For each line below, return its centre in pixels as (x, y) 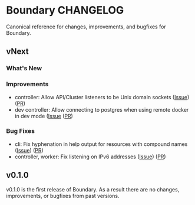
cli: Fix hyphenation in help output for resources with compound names (101, 144)
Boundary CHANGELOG (65, 10)
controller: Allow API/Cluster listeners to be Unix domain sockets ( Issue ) (102, 97)
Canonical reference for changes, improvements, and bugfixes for (86, 27)
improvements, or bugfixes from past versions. (63, 196)
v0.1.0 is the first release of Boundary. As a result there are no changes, (93, 189)
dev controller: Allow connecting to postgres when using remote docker (102, 109)
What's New (24, 69)
